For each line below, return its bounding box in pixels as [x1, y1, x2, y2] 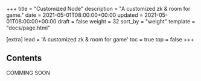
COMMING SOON [6, 69, 50, 76]
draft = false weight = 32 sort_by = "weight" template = [57, 18, 196, 25]
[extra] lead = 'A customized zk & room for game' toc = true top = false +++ [6, 36, 194, 43]
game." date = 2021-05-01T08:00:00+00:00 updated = [6, 11, 144, 19]
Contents [6, 53, 42, 64]
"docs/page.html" [6, 24, 51, 31]
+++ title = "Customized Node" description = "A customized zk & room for [6, 5, 191, 12]
